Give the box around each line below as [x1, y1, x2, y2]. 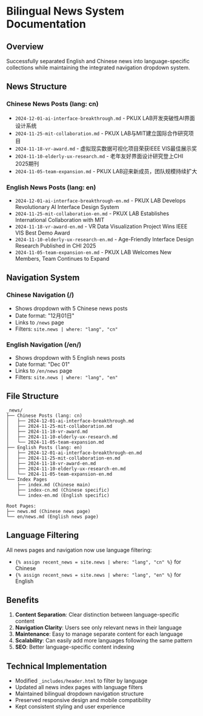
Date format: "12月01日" [15, 312, 75, 319]
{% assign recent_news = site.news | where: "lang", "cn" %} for [15, 558, 182, 565]
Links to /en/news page [15, 367, 73, 374]
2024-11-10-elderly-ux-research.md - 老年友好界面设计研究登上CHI [15, 152, 184, 159]
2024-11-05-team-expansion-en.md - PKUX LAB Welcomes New [15, 248, 171, 256]
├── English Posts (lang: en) [6, 444, 83, 450]
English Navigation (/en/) [6, 340, 82, 349]
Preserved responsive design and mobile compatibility [15, 697, 151, 704]
